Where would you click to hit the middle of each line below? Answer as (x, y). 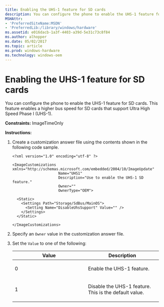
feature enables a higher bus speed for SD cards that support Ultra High (78, 109)
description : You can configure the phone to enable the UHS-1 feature (79, 14)
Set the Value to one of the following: (49, 243)
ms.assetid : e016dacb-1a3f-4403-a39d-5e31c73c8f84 (58, 32)
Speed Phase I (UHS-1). (29, 114)
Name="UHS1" (70, 174)
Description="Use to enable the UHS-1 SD (101, 178)
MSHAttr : (14, 19)
